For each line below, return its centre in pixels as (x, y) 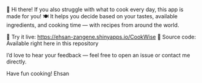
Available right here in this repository (52, 43)
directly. (16, 62)
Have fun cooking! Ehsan (38, 74)
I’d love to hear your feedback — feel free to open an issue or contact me (98, 55)
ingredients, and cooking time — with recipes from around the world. (93, 25)
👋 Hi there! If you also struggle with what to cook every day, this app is (95, 9)
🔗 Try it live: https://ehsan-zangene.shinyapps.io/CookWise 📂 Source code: (101, 37)
